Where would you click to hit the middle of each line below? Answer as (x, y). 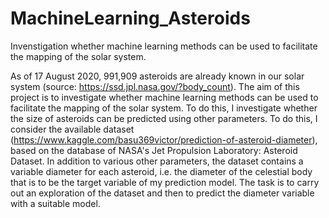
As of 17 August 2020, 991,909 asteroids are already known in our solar (157, 76)
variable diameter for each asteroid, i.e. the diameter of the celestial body (161, 171)
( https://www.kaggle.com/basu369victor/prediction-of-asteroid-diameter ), (164, 139)
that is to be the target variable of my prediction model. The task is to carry (165, 182)
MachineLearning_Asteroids (130, 18)
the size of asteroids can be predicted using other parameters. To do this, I (164, 118)
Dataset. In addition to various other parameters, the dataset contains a (157, 161)
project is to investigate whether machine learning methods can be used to (164, 97)
